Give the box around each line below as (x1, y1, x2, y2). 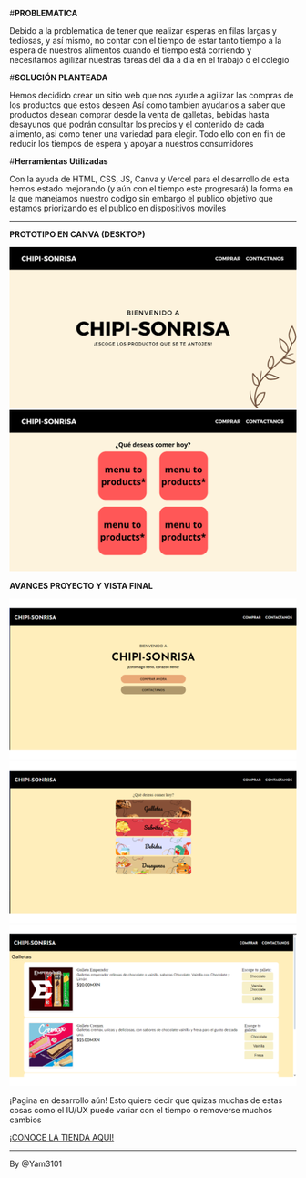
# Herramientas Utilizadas (9, 156, 108, 167)
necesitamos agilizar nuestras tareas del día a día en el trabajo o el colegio (9, 55, 290, 65)
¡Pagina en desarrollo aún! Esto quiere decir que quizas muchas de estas (9, 1095, 283, 1106)
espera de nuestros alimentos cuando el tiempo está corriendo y (9, 45, 252, 56)
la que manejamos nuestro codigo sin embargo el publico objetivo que (9, 193, 273, 203)
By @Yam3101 (9, 1158, 62, 1169)
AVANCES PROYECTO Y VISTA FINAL (9, 581, 153, 591)
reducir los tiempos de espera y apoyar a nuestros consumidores (9, 139, 254, 149)
